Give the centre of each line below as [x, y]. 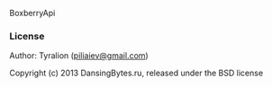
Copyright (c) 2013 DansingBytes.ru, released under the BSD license [136, 73]
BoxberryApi [32, 13]
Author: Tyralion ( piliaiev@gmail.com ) [79, 56]
